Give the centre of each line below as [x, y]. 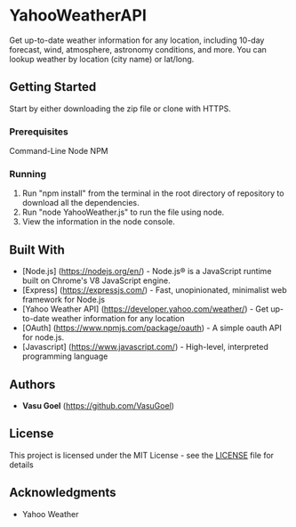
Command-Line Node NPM [59, 151]
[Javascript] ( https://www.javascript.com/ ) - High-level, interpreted [145, 347]
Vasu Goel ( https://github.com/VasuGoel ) [98, 405]
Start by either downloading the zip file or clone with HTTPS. [120, 109]
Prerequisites [39, 132]
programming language [65, 356]
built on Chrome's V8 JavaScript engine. [96, 280]
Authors [32, 384]
